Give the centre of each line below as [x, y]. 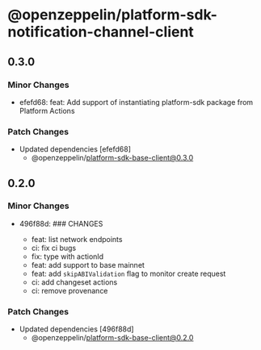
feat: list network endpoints [77, 239]
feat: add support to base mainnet [88, 265]
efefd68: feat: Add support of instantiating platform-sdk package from [136, 102]
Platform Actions [47, 110]
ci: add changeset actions [74, 282]
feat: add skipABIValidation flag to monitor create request [128, 273]
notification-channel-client [101, 32]
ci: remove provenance [69, 290]
